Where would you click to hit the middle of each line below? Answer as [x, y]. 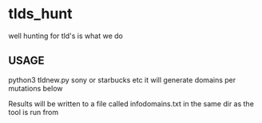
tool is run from [33, 112]
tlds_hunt [41, 14]
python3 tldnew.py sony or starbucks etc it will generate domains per [122, 79]
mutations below [36, 88]
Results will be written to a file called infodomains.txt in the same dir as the [131, 103]
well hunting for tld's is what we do [66, 36]
